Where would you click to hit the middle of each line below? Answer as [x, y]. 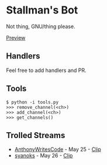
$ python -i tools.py [32, 102]
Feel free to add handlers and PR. [46, 70]
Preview [16, 37]
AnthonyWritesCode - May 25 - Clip [58, 149]
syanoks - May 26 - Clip [44, 156]
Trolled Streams [36, 135]
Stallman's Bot [42, 10]
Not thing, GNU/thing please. [41, 26]
